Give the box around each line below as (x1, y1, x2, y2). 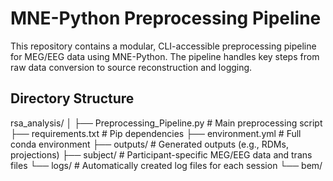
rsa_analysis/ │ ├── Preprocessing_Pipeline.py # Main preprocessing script (10, 117, 323, 129)
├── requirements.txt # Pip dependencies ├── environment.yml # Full (10, 127, 302, 139)
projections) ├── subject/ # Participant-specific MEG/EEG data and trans (10, 148, 313, 161)
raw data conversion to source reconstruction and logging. (10, 61, 253, 73)
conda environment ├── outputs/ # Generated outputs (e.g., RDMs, (10, 138, 289, 150)
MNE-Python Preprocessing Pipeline (10, 7, 322, 30)
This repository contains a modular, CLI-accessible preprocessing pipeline (10, 40, 317, 52)
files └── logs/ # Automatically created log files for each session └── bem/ (10, 159, 323, 171)
